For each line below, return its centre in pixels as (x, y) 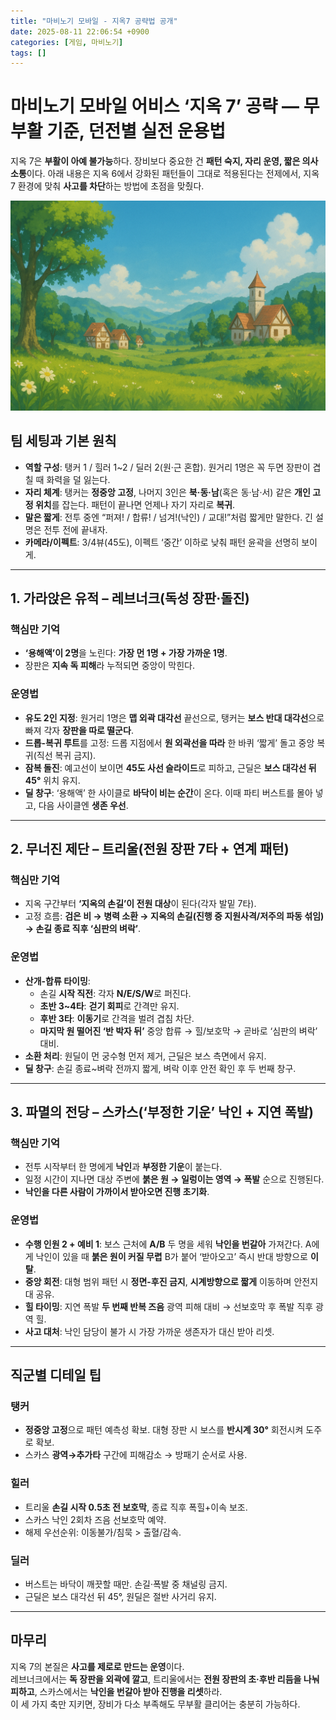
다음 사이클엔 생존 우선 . (83, 805)
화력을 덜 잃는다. (78, 479)
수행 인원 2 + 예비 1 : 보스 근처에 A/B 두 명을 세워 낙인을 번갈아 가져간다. (163, 1244)
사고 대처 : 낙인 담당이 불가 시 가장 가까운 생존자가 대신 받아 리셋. (149, 1331)
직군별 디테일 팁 (56, 1375)
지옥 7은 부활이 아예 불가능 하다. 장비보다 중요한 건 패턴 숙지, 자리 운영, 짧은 (155, 161)
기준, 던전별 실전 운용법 (136, 131)
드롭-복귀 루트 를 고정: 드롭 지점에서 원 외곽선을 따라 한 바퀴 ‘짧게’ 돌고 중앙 (169, 742)
